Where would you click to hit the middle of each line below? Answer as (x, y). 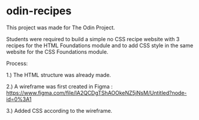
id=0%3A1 (19, 99)
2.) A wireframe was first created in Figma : (59, 86)
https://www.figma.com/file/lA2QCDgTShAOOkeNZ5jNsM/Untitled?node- (97, 93)
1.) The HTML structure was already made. (59, 75)
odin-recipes (39, 11)
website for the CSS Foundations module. (57, 51)
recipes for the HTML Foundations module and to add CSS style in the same (100, 45)
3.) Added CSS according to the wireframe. (59, 110)
